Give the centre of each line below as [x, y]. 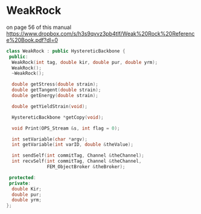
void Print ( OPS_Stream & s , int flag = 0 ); [66, 128]
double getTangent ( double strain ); [56, 90]
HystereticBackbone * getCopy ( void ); [58, 117]
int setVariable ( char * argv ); [49, 139]
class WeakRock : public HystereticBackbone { [66, 51]
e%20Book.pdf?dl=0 [32, 40]
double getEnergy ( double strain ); [55, 96]
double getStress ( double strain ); [55, 84]
